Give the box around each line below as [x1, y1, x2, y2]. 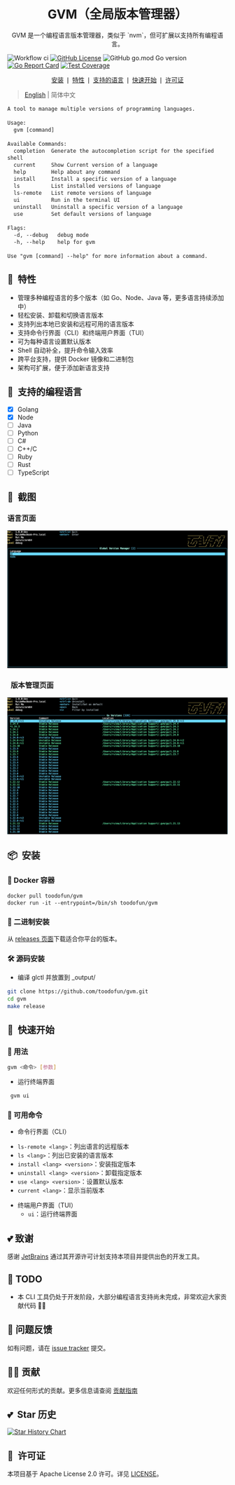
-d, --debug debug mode [13, 231, 90, 238]
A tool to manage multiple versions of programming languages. [7, 105, 196, 112]
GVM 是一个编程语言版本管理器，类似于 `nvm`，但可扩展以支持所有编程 [11, 31, 218, 39]
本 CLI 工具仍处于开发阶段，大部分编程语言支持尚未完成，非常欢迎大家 [17, 1292, 221, 1301]
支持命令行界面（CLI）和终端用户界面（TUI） [17, 328, 148, 337]
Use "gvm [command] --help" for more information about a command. [7, 252, 208, 259]
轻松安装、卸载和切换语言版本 [17, 311, 104, 319]
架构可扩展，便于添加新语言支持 [17, 363, 110, 372]
